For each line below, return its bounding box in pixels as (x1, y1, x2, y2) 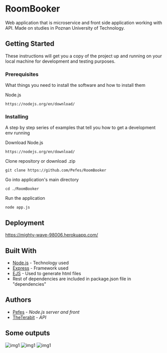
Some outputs (5, 329, 50, 337)
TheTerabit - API (12, 314, 47, 320)
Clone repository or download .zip (5, 158, 76, 164)
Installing (5, 113, 29, 120)
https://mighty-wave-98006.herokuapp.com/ (5, 232, 98, 238)
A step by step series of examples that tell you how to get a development (5, 125, 156, 131)
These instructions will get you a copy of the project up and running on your (5, 53, 162, 59)
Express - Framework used (12, 265, 69, 271)
